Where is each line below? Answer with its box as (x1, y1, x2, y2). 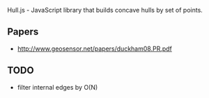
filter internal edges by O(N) (17, 83, 98, 91)
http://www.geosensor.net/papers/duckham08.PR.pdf (17, 44, 173, 53)
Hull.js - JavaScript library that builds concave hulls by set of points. (7, 6, 203, 14)
